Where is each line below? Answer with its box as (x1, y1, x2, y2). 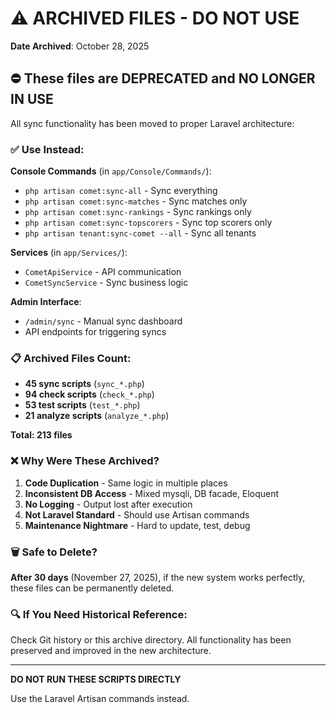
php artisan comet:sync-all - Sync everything (24, 185, 218, 197)
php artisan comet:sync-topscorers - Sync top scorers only (24, 217, 273, 229)
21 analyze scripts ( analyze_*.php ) (24, 410, 170, 422)
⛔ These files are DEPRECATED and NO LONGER (10, 70, 316, 87)
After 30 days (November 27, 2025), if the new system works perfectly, (10, 571, 306, 583)
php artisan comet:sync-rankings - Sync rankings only (24, 206, 252, 218)
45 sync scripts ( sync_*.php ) (24, 378, 145, 390)
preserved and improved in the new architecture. (10, 645, 212, 657)
